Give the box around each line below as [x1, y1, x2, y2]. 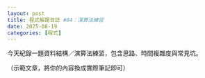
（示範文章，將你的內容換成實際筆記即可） [7, 64, 129, 72]
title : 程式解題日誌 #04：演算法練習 [7, 17, 104, 23]
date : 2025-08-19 [7, 23, 58, 30]
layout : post [7, 10, 45, 17]
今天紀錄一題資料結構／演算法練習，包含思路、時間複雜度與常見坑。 [7, 49, 202, 57]
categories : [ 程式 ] [7, 29, 62, 37]
